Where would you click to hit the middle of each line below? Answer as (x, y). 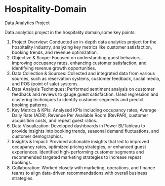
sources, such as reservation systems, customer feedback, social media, (86, 78)
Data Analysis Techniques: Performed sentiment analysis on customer (83, 89)
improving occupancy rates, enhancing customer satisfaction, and (79, 63)
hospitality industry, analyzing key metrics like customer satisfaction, (82, 47)
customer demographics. (37, 136)
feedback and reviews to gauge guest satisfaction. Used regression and (85, 94)
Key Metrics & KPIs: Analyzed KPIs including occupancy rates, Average (84, 110)
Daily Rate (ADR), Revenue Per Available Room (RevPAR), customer (80, 115)
